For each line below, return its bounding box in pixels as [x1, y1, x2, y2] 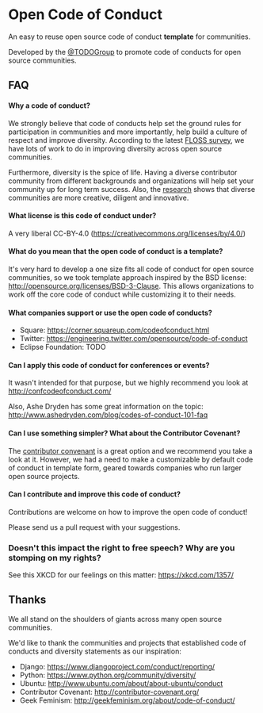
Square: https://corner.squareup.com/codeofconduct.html [19, 325, 210, 335]
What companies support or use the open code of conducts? [8, 308, 212, 317]
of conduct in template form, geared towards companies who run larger [8, 462, 242, 473]
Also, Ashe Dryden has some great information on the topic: [8, 402, 204, 412]
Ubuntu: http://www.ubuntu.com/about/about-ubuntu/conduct [19, 678, 223, 688]
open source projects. [8, 471, 80, 481]
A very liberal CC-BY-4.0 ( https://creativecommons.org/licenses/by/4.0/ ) [8, 228, 246, 238]
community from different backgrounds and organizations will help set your [8, 176, 254, 186]
